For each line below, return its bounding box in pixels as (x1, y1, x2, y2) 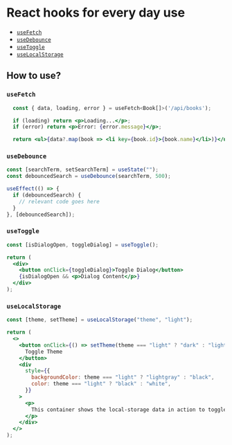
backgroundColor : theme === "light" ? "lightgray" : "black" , (31, 374, 215, 381)
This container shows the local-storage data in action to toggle (31, 406, 227, 413)
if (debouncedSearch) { (12, 192, 81, 199)
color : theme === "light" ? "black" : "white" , (31, 381, 171, 388)
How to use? (6, 70, 62, 82)
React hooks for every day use (6, 5, 185, 21)
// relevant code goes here (19, 198, 100, 205)
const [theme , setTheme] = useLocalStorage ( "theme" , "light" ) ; (6, 316, 193, 323)
